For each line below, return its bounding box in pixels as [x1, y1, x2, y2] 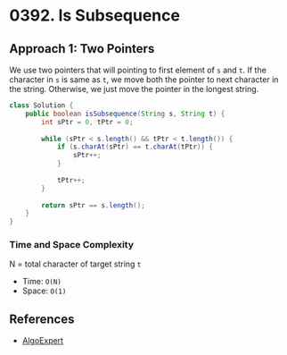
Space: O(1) [21, 285, 67, 296]
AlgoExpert [21, 335, 64, 346]
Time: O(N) [21, 276, 62, 287]
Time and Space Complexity [9, 239, 135, 251]
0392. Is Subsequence [9, 5, 181, 26]
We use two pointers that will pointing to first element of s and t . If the [9, 64, 267, 75]
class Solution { [9, 101, 74, 110]
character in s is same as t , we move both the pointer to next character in [9, 74, 279, 85]
